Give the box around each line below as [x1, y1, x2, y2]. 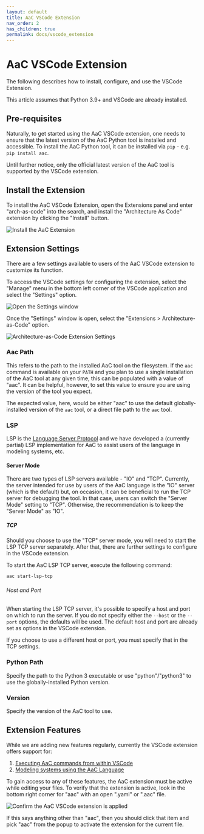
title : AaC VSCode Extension [6, 15, 80, 21]
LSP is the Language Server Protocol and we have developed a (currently [6, 435, 190, 442]
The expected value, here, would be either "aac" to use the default [6, 399, 173, 406]
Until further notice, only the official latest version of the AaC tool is [6, 161, 175, 168]
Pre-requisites [6, 114, 62, 124]
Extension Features [6, 725, 81, 735]
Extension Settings [6, 244, 80, 254]
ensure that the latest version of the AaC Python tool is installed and [6, 136, 177, 144]
